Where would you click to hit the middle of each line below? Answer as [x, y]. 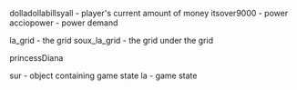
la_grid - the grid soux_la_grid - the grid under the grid [112, 40]
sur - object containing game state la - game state [103, 75]
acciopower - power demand [64, 23]
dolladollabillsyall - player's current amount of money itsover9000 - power [149, 13]
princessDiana [36, 58]
